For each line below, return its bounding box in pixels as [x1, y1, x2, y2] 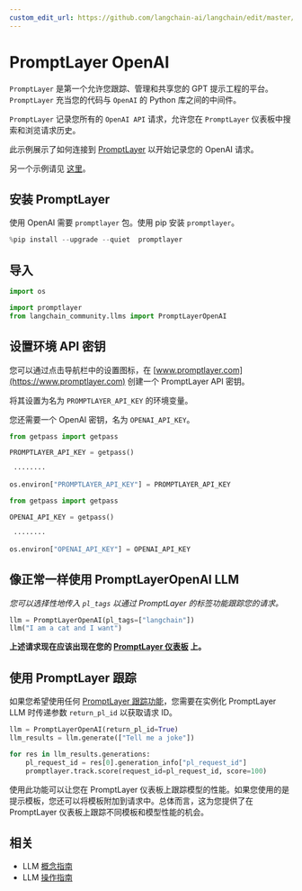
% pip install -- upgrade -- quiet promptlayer [9, 235, 182, 244]
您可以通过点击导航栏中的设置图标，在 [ [9, 364, 157, 375]
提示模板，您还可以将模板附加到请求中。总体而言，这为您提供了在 [9, 795, 253, 806]
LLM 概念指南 [22, 861, 74, 872]
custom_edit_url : [9, 13, 75, 23]
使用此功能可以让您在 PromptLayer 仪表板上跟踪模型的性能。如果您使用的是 [9, 784, 290, 795]
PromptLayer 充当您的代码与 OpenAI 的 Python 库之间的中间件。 [9, 94, 241, 105]
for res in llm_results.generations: [9, 750, 151, 759]
